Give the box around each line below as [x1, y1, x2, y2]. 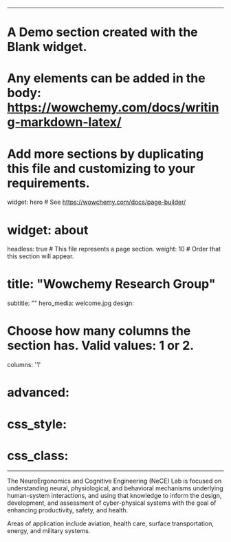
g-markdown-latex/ [7, 114, 122, 130]
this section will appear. [7, 252, 74, 260]
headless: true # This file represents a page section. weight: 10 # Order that [7, 245, 221, 253]
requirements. [7, 175, 91, 191]
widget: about [7, 222, 89, 238]
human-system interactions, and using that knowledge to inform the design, [7, 492, 222, 500]
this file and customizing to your [7, 160, 195, 176]
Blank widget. [7, 39, 87, 55]
